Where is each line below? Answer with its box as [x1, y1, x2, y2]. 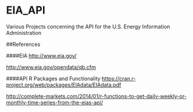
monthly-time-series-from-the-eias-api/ [6, 98, 104, 106]
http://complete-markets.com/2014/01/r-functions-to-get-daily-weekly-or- [6, 93, 187, 100]
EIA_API [6, 4, 46, 17]
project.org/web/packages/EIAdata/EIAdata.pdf [6, 81, 122, 88]
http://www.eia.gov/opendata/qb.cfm [6, 63, 96, 71]
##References [6, 41, 41, 48]
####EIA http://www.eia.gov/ [6, 52, 77, 59]
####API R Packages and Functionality [6, 75, 101, 82]
